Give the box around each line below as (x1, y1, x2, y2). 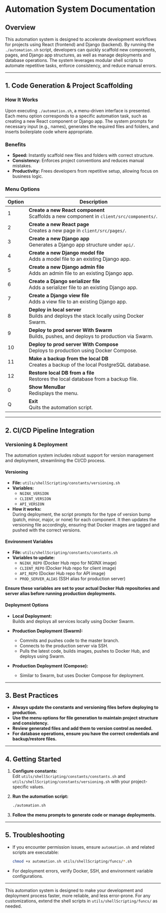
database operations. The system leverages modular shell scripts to (5, 57, 143, 63)
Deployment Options (5, 602, 48, 608)
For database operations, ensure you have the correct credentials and (12, 731, 159, 737)
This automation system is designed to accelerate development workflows (5, 36, 157, 42)
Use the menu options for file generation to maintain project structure (12, 715, 159, 721)
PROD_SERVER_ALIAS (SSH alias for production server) (19, 576, 126, 582)
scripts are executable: (12, 849, 59, 855)
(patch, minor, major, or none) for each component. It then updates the (12, 517, 157, 523)
